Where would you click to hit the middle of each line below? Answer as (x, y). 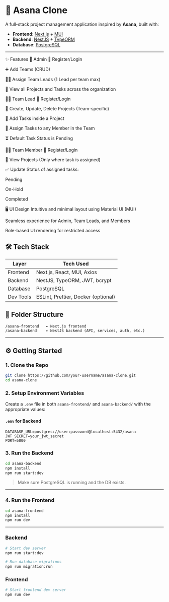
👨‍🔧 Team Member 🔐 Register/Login (41, 150)
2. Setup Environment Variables (45, 393)
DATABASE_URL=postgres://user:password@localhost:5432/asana (71, 432)
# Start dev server (26, 548)
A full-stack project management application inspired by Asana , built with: (82, 24)
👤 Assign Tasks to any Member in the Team (50, 128)
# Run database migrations (33, 562)
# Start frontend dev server (36, 590)
